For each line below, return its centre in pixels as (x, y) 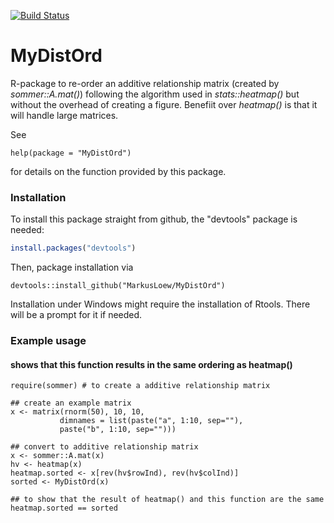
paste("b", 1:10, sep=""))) (118, 430)
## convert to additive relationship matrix (104, 447)
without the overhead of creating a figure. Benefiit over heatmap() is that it (164, 104)
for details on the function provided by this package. (118, 171)
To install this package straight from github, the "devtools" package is (154, 219)
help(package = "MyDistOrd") (71, 153)
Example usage (48, 341)
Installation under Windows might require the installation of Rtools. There (160, 304)
